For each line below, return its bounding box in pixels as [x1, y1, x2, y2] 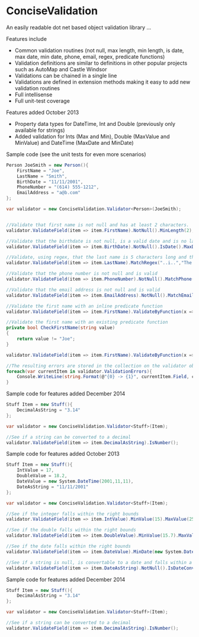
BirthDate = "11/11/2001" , [17, 179, 84, 185]
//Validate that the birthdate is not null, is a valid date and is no [6, 238, 187, 244]
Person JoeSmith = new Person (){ [6, 162, 89, 168]
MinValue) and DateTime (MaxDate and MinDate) [14, 139, 134, 146]
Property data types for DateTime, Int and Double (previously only [14, 120, 176, 127]
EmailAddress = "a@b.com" [17, 190, 81, 196]
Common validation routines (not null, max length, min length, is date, [14, 46, 184, 54]
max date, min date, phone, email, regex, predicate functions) [14, 53, 165, 60]
